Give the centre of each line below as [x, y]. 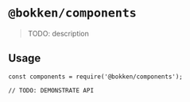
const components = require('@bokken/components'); [95, 77]
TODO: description [58, 33]
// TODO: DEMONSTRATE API [51, 90]
